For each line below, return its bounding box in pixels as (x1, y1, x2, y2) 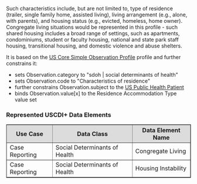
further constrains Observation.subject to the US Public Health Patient (14, 84, 185, 90)
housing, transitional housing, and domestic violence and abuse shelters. (6, 42, 183, 49)
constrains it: (6, 60, 38, 67)
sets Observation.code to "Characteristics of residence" (14, 77, 151, 84)
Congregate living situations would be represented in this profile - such (6, 23, 178, 30)
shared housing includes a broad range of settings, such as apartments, (6, 30, 180, 37)
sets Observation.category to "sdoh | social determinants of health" (14, 71, 179, 78)
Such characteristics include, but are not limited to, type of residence (6, 5, 173, 12)
